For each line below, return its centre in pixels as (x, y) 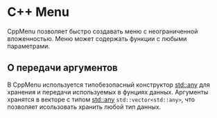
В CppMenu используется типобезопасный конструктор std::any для (108, 85)
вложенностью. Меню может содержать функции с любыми (97, 38)
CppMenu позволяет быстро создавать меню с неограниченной (103, 31)
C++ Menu (38, 12)
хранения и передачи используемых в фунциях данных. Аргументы (108, 92)
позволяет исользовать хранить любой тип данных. (84, 107)
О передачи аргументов (62, 68)
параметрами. (29, 46)
